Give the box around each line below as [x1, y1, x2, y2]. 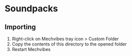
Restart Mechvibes [11, 47, 51, 52]
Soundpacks [4, 3, 58, 14]
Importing [4, 23, 36, 31]
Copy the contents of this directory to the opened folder [11, 41, 127, 47]
